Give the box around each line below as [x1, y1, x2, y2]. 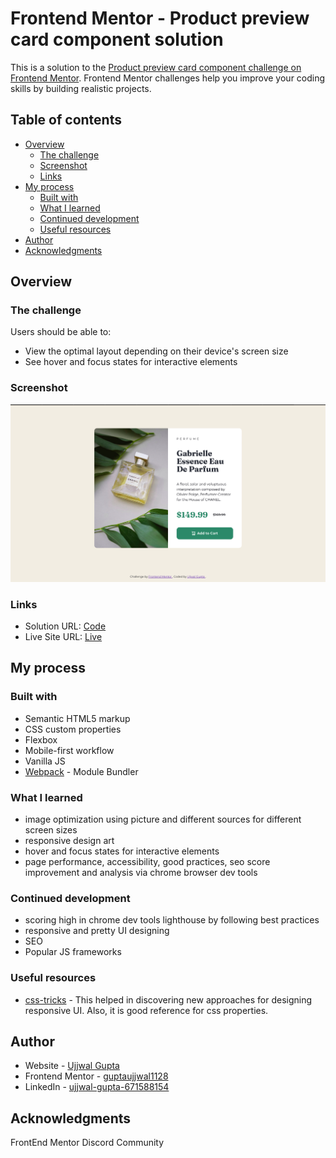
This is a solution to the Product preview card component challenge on [10, 61, 302, 73]
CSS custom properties [24, 723, 122, 735]
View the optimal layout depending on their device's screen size [24, 345, 289, 357]
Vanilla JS [24, 755, 66, 767]
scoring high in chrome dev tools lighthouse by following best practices [24, 914, 320, 926]
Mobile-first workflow [24, 744, 115, 756]
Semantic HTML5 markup [24, 712, 131, 724]
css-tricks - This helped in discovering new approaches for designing [24, 993, 313, 1006]
